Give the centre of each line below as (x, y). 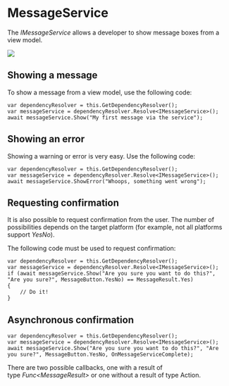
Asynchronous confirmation (70, 319)
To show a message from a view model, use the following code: (100, 92)
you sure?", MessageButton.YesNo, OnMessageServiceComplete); (100, 355)
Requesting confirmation (63, 203)
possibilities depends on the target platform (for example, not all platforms (115, 228)
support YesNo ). (31, 235)
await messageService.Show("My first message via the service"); (105, 118)
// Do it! (35, 292)
